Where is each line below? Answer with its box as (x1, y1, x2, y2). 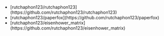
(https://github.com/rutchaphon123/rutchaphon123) (10, 9, 117, 15)
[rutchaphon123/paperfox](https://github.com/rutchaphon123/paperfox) (10, 15, 159, 20)
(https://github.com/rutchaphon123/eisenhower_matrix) (10, 25, 126, 31)
